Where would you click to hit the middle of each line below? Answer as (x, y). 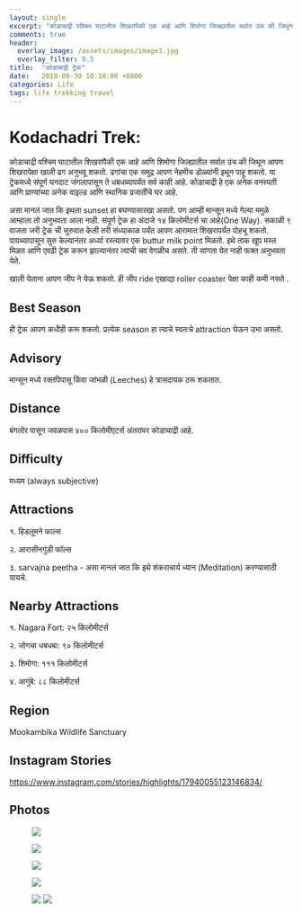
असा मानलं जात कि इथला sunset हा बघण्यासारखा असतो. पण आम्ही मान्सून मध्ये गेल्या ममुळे (139, 210)
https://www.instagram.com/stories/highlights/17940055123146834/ (136, 782)
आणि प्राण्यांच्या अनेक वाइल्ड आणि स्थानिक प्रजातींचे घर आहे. (93, 192)
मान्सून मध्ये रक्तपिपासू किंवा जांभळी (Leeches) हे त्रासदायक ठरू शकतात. (115, 380)
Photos (30, 810)
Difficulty (36, 459)
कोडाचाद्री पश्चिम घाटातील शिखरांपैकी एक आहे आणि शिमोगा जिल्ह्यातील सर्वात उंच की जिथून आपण (147, 162)
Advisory (36, 358)
